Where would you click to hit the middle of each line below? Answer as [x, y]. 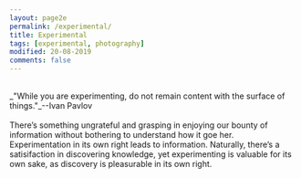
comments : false [40, 60]
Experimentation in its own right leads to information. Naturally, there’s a [145, 144]
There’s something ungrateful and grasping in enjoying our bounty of [139, 125]
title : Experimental [49, 35]
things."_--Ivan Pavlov [51, 105]
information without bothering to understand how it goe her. [122, 135]
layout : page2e [38, 18]
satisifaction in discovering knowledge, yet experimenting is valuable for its [150, 154]
